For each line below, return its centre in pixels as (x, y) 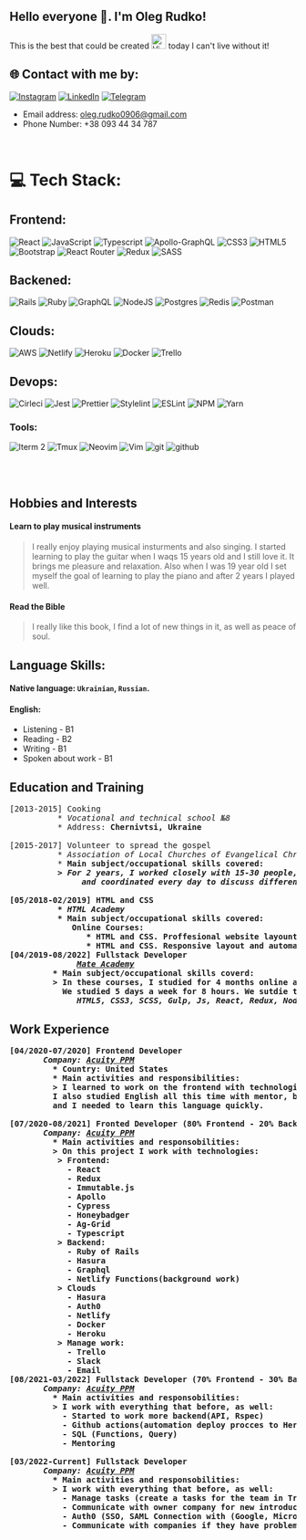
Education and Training (76, 787)
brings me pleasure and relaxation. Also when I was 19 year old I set (159, 566)
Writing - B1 (44, 749)
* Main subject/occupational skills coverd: (153, 974)
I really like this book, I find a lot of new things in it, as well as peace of (164, 627)
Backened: (41, 281)
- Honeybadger (98, 1215)
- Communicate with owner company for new (158, 1507)
